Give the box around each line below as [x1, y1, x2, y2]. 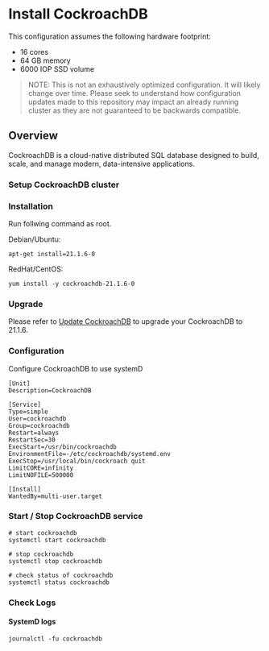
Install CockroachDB [8, 5, 149, 23]
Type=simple [8, 408, 48, 416]
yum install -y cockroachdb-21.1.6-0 [8, 280, 135, 288]
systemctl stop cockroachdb [8, 557, 103, 565]
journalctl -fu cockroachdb [8, 634, 103, 643]
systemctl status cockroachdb [8, 578, 110, 587]
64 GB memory [19, 56, 71, 65]
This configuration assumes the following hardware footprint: [8, 31, 211, 41]
